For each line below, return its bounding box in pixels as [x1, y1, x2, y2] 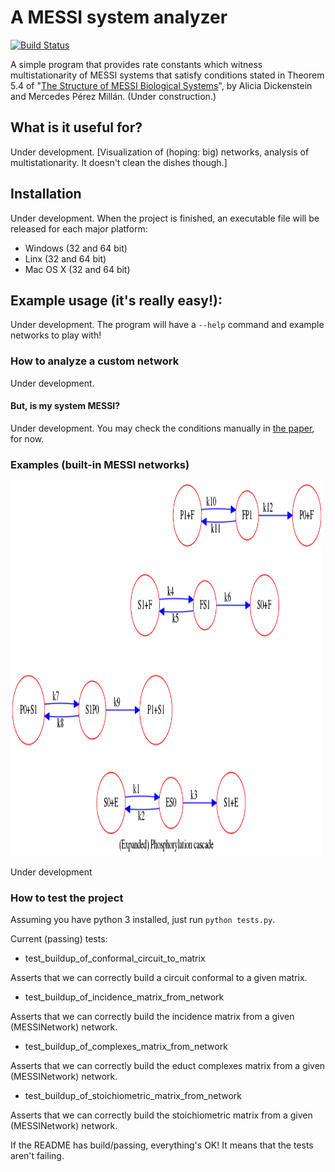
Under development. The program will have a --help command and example [10, 319, 325, 331]
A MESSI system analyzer [10, 6, 228, 29]
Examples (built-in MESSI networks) [10, 457, 190, 471]
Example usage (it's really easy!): [10, 292, 223, 309]
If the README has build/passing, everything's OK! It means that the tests [10, 1139, 314, 1151]
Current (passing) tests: [10, 933, 108, 945]
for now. [10, 432, 45, 445]
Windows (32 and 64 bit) [24, 242, 128, 254]
